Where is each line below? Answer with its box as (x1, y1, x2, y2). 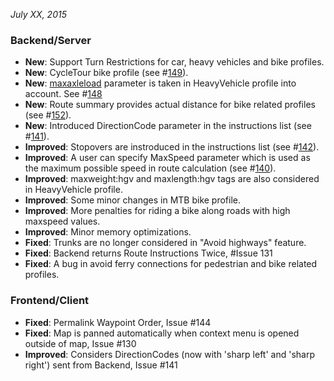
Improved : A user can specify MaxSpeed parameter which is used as (24, 152, 311, 164)
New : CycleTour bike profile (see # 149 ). (24, 67, 189, 79)
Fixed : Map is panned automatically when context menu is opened (24, 327, 300, 339)
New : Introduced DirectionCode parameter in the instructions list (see (24, 120, 312, 132)
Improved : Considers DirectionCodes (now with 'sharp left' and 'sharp (24, 348, 315, 360)
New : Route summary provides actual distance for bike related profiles (24, 99, 316, 111)
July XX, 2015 (10, 9, 67, 20)
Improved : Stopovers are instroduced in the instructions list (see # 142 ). (24, 141, 320, 153)
